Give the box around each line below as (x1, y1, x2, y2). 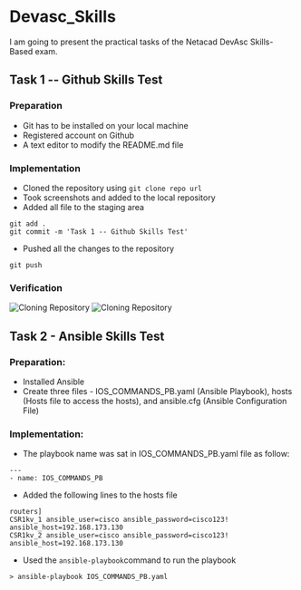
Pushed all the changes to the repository (22, 243, 175, 254)
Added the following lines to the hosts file (22, 489, 179, 500)
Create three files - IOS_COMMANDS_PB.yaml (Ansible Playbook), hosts (22, 385, 293, 396)
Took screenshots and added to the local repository (22, 192, 216, 203)
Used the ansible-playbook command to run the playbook (22, 555, 237, 566)
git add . (9, 219, 47, 228)
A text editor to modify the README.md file (22, 139, 184, 150)
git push (9, 260, 43, 269)
